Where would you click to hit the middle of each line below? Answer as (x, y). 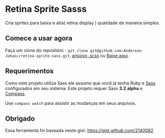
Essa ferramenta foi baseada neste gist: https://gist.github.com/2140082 (79, 131)
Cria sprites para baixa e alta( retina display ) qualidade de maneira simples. (82, 23)
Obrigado (20, 118)
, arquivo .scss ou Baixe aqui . (99, 55)
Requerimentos (29, 71)
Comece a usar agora (39, 38)
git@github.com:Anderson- (117, 50)
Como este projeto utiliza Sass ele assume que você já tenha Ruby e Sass (80, 83)
